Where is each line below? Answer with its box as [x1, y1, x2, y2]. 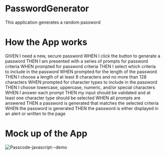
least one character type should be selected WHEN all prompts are [5, 95, 141, 101]
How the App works [5, 37, 88, 48]
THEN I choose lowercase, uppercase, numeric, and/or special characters [5, 84, 155, 90]
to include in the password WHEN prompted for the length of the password [5, 69, 157, 75]
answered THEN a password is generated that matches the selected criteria [5, 100, 159, 106]
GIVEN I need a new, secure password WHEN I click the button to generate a [5, 53, 161, 59]
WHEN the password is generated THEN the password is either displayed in [5, 105, 159, 111]
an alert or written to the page [5, 111, 66, 116]
